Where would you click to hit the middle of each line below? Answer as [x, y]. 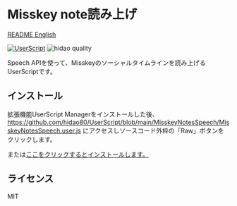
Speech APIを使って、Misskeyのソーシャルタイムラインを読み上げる [107, 62]
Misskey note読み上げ [72, 14]
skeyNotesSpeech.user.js [44, 131]
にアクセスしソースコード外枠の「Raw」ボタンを [153, 131]
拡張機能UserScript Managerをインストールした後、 [83, 114]
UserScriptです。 [32, 71]
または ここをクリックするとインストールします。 [78, 154]
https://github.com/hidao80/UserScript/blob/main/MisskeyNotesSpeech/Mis [119, 122]
